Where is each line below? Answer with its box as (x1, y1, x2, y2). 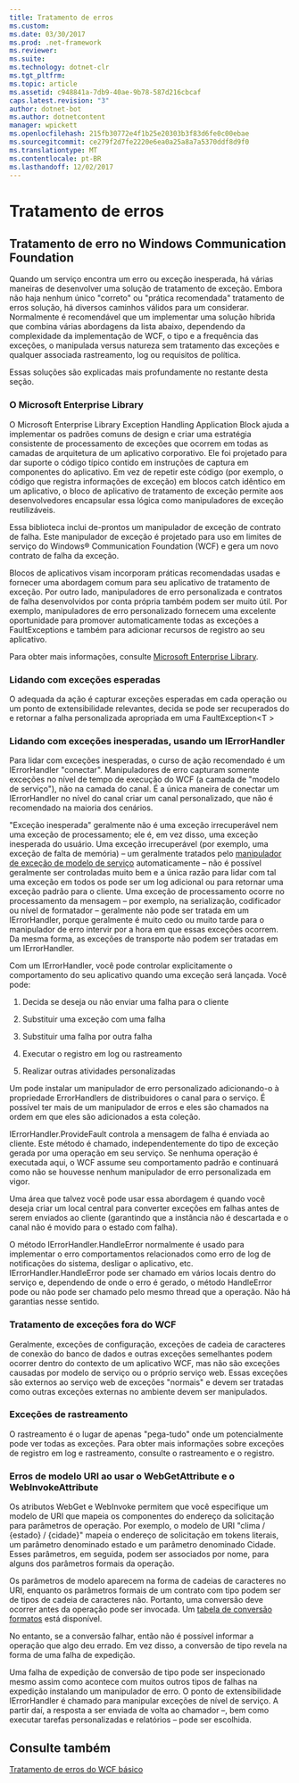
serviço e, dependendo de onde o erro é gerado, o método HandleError (9, 1277, 272, 1288)
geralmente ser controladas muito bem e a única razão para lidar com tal (9, 867, 277, 878)
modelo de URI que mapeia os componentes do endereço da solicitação (9, 1511, 275, 1522)
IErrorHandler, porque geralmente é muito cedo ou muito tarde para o (9, 915, 265, 925)
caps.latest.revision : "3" (9, 95, 110, 105)
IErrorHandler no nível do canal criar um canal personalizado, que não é (9, 793, 274, 804)
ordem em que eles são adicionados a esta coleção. (9, 1112, 201, 1123)
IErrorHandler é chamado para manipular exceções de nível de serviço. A (9, 1696, 279, 1706)
